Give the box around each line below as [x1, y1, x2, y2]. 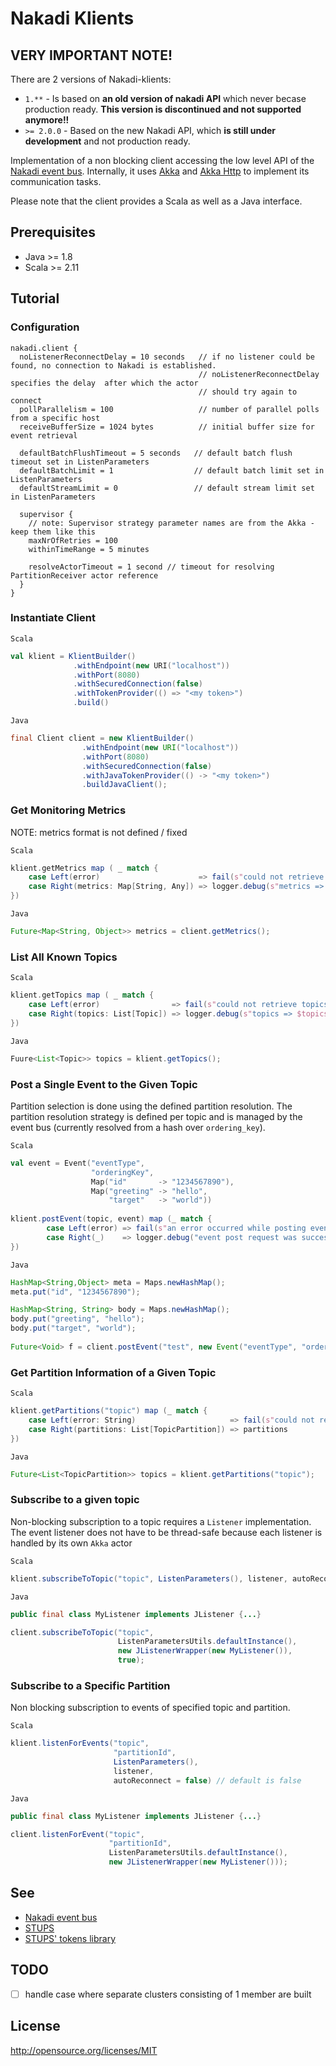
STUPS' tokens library [24, 1932, 117, 1944]
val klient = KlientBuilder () [10, 651, 137, 661]
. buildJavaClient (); [81, 780, 168, 790]
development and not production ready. [24, 135, 191, 147]
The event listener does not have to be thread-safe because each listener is [10, 1526, 323, 1538]
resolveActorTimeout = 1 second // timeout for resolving [28, 562, 275, 572]
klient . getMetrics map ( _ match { [10, 863, 159, 873]
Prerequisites [10, 224, 96, 241]
